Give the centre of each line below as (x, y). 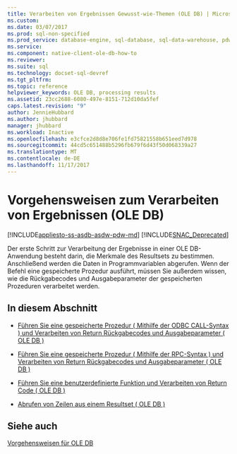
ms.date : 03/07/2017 (38, 27)
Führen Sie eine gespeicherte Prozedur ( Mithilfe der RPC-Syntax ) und (121, 354)
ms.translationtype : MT (42, 152)
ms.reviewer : (26, 60)
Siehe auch (32, 426)
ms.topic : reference (38, 86)
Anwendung (25, 256)
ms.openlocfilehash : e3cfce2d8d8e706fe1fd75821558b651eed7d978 (102, 139)
